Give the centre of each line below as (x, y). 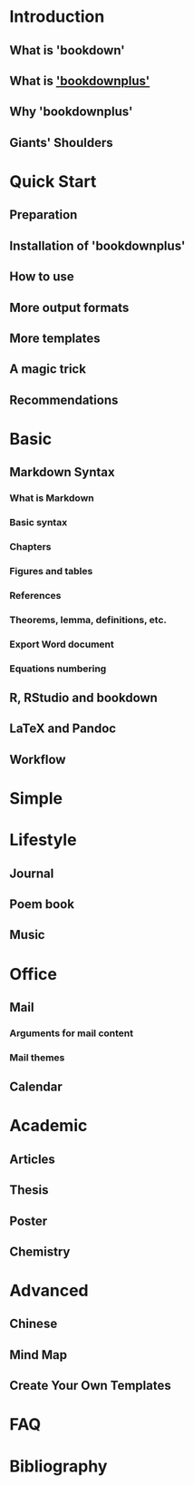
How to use (42, 277)
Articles (33, 1159)
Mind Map (39, 1355)
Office (33, 974)
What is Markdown (52, 498)
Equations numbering (58, 669)
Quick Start (53, 181)
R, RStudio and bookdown (84, 698)
